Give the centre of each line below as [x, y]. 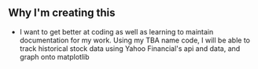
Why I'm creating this [62, 13]
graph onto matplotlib [54, 56]
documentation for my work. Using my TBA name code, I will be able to [135, 40]
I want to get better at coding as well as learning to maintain [116, 31]
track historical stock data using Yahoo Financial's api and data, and [130, 48]
